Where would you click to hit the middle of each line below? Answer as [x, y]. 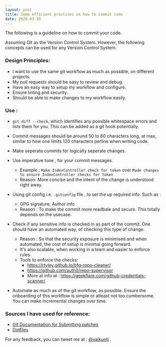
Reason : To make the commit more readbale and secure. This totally [90, 209]
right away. [31, 185]
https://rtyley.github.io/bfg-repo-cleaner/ [69, 265]
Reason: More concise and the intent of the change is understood [86, 179]
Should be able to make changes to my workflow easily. [69, 97]
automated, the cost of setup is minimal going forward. [76, 244]
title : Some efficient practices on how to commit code [64, 14]
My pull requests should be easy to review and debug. [68, 82]
